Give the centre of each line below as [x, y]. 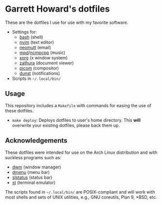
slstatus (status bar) [32, 177]
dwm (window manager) [36, 167]
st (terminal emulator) [34, 182]
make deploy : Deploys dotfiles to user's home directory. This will [76, 120]
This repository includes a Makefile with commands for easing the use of [78, 105]
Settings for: [25, 32]
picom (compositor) [39, 68]
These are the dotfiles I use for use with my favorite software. [67, 22]
